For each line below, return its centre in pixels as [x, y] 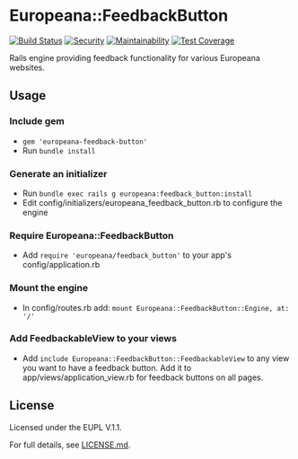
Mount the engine [48, 288]
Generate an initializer [58, 173]
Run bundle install [59, 150]
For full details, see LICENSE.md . [70, 445]
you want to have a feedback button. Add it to [107, 367]
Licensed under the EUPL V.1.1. [66, 427]
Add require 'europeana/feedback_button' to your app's [127, 255]
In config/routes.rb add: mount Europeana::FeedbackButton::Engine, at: [156, 307]
